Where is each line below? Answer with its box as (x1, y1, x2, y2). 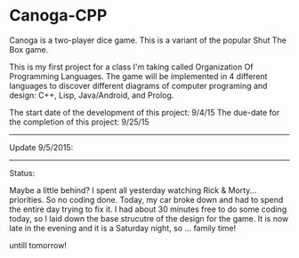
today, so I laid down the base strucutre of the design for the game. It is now (9, 213, 289, 223)
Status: (9, 167, 36, 178)
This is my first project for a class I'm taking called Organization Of (9, 61, 254, 72)
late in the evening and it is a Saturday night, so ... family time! (9, 222, 237, 233)
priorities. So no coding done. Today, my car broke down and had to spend (9, 194, 284, 205)
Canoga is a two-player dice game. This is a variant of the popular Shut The (9, 35, 287, 45)
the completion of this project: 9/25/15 (9, 117, 149, 127)
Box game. (9, 44, 49, 54)
